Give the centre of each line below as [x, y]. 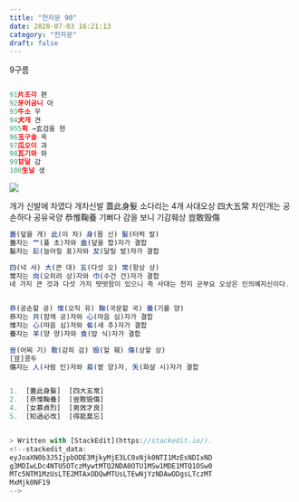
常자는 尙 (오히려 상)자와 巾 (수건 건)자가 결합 [85, 276]
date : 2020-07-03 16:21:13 [60, 26]
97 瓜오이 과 [29, 146]
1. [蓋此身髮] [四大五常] [57, 391]
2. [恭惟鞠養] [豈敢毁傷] [57, 400]
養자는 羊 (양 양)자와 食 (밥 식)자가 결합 [75, 334]
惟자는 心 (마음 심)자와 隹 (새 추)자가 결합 [78, 326]
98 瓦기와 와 [29, 154]
